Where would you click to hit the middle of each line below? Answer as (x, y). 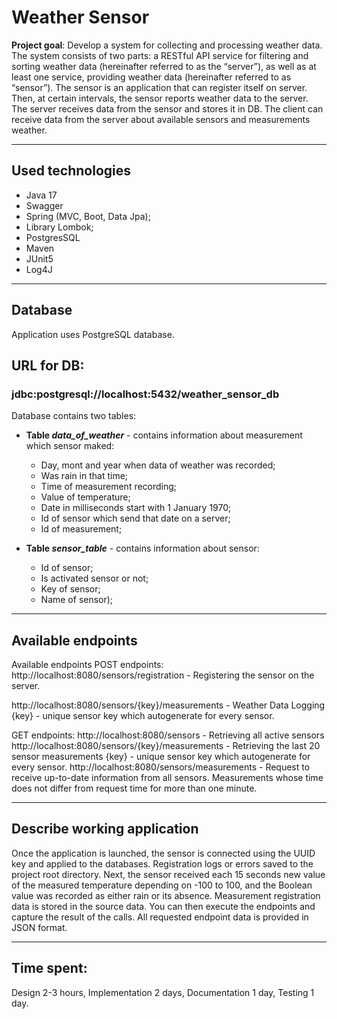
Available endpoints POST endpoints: (87, 665)
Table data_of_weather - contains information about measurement (164, 435)
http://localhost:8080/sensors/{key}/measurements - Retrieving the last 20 (166, 746)
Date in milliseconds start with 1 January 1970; (136, 508)
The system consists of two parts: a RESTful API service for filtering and (160, 55)
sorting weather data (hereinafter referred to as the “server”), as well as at (164, 66)
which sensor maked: (70, 446)
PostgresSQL (53, 237)
